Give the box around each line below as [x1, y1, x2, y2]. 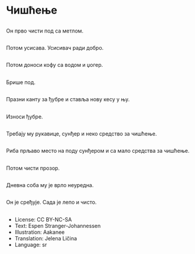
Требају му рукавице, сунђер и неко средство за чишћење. [6, 130, 157, 137]
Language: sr [14, 241, 47, 248]
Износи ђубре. [6, 113, 43, 120]
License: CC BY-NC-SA [14, 216, 72, 223]
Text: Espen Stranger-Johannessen [14, 222, 101, 229]
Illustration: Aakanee [14, 229, 65, 236]
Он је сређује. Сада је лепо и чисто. [6, 199, 97, 206]
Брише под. [6, 78, 35, 86]
